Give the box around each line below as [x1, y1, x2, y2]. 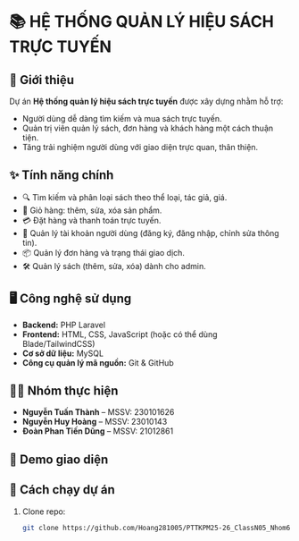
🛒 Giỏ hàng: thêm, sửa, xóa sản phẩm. [21, 205, 162, 216]
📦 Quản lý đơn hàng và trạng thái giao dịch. [21, 247, 186, 258]
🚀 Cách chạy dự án [9, 482, 116, 497]
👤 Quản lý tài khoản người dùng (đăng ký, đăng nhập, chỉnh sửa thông [21, 227, 279, 238]
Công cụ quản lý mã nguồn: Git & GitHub [21, 357, 174, 368]
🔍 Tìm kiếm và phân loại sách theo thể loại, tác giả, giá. [21, 191, 228, 202]
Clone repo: [21, 506, 66, 517]
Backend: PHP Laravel [21, 319, 105, 330]
